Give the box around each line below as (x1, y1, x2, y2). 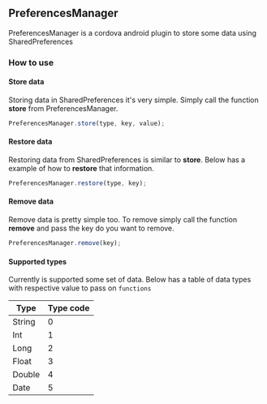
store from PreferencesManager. (8, 103, 118, 113)
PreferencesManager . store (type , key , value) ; (8, 119, 165, 127)
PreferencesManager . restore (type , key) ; (8, 179, 148, 187)
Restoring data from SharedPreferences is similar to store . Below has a (8, 155, 246, 165)
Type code (47, 303, 90, 314)
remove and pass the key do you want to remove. (8, 223, 174, 234)
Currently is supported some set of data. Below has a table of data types (8, 275, 252, 285)
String (12, 316, 36, 328)
